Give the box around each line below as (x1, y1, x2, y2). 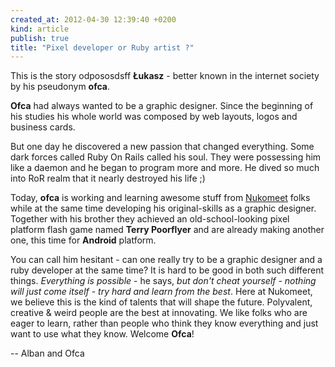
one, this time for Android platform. (10, 234, 157, 246)
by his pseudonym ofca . (10, 81, 111, 93)
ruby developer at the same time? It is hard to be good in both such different (10, 264, 325, 276)
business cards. (10, 121, 76, 133)
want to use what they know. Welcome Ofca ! (10, 328, 195, 340)
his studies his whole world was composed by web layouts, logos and (10, 111, 298, 123)
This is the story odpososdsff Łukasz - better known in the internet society (10, 70, 320, 82)
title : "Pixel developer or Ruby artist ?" (10, 42, 195, 53)
